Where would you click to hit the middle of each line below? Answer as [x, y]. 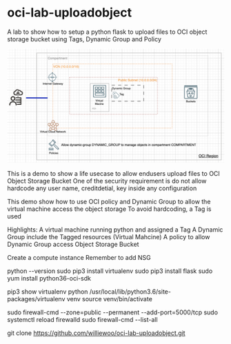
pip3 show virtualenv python [48, 292]
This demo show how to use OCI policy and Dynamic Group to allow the [109, 201]
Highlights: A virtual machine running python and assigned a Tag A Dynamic [115, 230]
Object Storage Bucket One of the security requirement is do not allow [107, 181]
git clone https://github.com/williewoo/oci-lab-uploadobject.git [96, 333]
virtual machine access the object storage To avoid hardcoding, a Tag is [109, 209]
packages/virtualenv [36, 299]
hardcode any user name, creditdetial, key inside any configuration [102, 188]
